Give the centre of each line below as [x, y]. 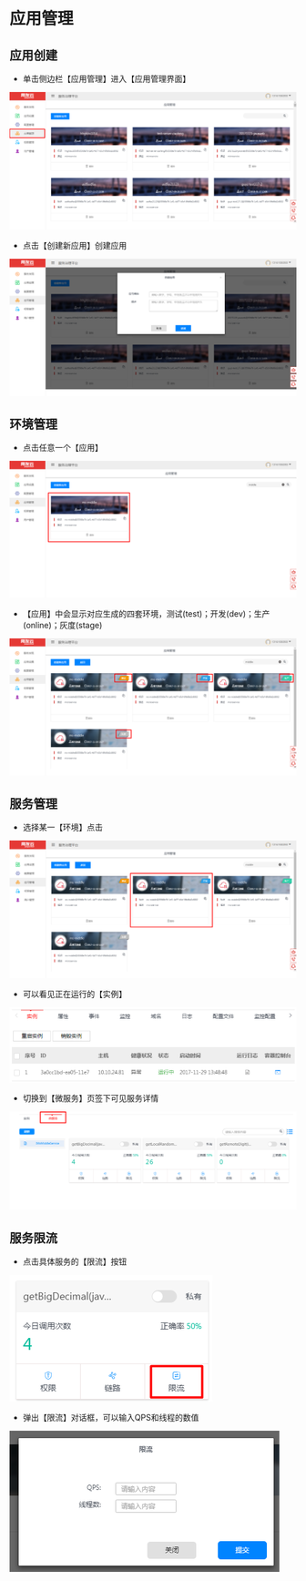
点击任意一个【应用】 [62, 448]
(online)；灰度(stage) [62, 626]
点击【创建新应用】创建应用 [75, 245]
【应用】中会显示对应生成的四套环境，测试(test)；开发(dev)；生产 [146, 614]
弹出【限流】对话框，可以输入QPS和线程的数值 [111, 1418]
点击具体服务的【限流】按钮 [75, 1261]
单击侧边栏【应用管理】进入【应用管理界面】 [107, 79]
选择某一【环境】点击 [62, 827]
